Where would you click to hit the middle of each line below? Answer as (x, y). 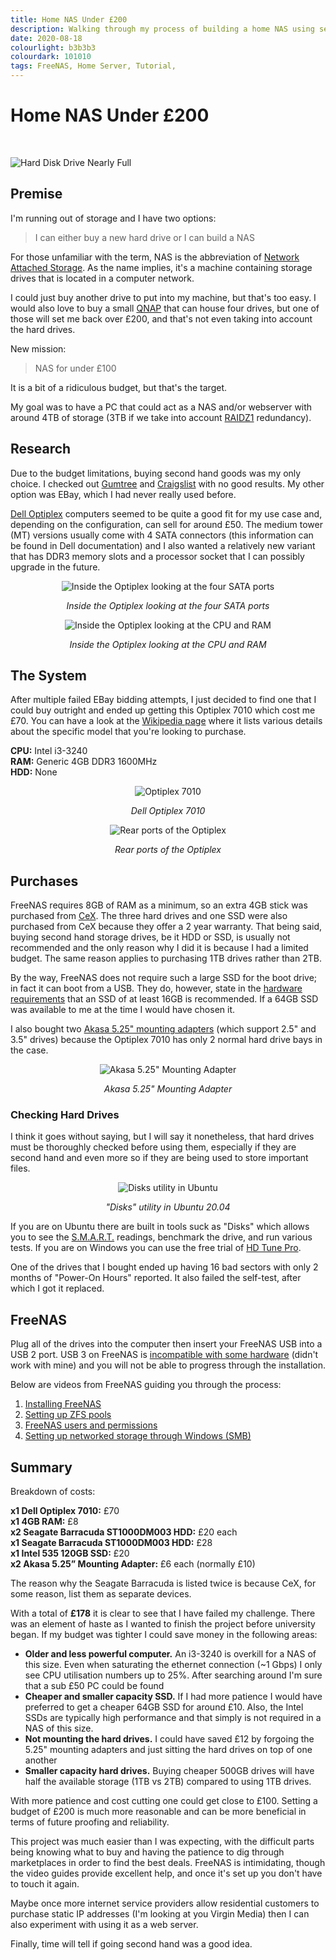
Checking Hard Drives (65, 1115)
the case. (29, 1050)
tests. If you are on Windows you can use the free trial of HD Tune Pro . (156, 1248)
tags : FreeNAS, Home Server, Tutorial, (93, 66)
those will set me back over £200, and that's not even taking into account (161, 318)
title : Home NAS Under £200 (69, 19)
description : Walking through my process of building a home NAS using (162, 29)
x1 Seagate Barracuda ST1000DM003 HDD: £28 (111, 1543)
